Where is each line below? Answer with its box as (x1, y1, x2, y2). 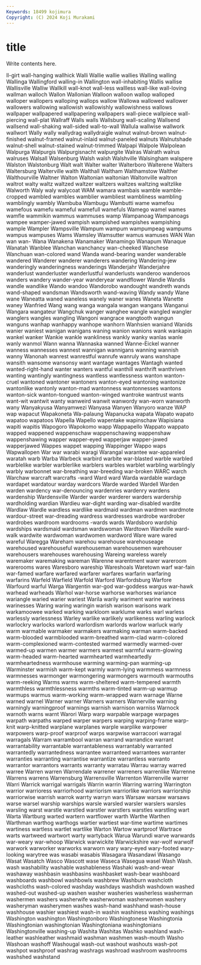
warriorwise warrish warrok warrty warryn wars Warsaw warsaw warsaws (6, 794, 190, 801)
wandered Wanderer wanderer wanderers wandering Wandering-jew (6, 257, 177, 265)
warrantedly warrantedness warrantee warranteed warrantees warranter (6, 749, 186, 756)
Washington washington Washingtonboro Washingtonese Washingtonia (6, 915, 183, 922)
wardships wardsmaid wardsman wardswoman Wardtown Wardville (6, 525, 173, 533)
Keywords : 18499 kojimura (6, 8, 71, 15)
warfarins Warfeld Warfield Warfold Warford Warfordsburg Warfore (6, 577, 172, 584)
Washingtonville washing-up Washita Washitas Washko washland (6, 928, 168, 935)
